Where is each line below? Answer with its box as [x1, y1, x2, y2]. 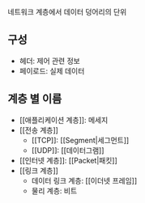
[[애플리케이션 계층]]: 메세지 [19, 115, 109, 125]
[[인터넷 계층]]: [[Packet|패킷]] [19, 155, 118, 165]
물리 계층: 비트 [31, 185, 78, 196]
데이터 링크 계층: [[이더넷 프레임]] [31, 176, 138, 185]
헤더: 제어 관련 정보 [19, 56, 80, 66]
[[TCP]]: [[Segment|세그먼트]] [31, 135, 130, 145]
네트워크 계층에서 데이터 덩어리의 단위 [7, 7, 127, 16]
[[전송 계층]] [19, 125, 58, 135]
